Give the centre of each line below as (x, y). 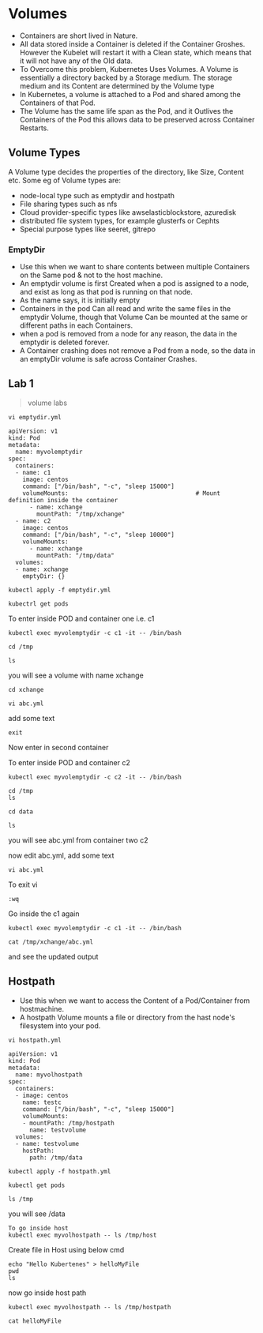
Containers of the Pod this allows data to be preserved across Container (137, 119)
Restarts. (34, 128)
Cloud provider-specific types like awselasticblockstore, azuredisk (128, 212)
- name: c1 (33, 472)
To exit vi (23, 884)
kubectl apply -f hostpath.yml (60, 1171)
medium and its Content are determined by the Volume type (117, 86)
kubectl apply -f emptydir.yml (60, 590)
